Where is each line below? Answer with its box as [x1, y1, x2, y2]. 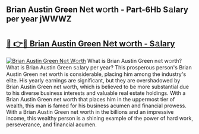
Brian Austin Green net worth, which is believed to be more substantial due [6, 83, 189, 90]
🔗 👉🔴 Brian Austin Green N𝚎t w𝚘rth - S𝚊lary [6, 39, 175, 49]
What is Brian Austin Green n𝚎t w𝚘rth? [87, 58, 182, 64]
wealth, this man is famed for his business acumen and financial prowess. [6, 102, 187, 109]
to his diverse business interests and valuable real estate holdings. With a [6, 90, 186, 97]
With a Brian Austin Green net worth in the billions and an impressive [6, 109, 174, 115]
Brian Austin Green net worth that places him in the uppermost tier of [6, 96, 175, 103]
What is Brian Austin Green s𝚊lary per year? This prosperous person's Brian [6, 64, 192, 71]
